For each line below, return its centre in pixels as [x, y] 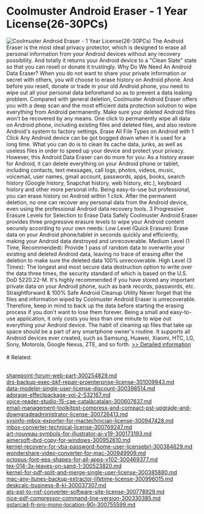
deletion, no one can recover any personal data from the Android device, [97, 202]
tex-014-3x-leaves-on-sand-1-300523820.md [64, 465]
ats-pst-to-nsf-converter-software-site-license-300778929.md [86, 492]
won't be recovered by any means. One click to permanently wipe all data [98, 118]
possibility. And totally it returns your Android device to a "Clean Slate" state [102, 60]
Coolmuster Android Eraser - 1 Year [97, 11]
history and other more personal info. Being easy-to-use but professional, [98, 189]
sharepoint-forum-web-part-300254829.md [62, 375]
